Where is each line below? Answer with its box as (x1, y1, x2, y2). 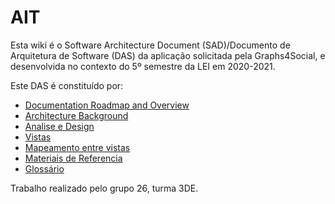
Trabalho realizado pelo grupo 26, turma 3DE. (10, 182, 199, 194)
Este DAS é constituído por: (10, 79, 124, 91)
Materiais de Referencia (24, 152, 123, 164)
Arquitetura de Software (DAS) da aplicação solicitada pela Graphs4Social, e (10, 49, 326, 61)
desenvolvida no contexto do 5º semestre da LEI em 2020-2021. (10, 60, 276, 72)
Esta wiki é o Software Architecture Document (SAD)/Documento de (10, 39, 291, 51)
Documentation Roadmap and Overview (24, 99, 190, 111)
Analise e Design (24, 120, 95, 132)
